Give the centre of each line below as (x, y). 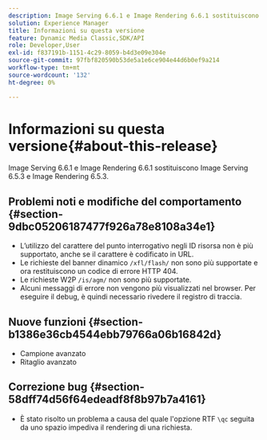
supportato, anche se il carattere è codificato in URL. (107, 254)
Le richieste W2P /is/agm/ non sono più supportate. (106, 279)
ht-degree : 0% (32, 82)
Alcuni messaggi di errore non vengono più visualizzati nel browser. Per (138, 288)
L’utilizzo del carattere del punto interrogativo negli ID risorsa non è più (136, 246)
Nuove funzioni (47, 321)
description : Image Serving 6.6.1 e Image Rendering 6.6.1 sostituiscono (134, 16)
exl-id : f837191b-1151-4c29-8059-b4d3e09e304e (87, 53)
